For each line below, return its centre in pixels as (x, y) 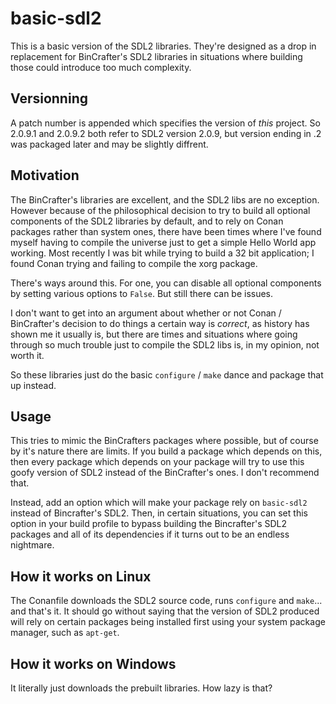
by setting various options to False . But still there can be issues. (142, 293)
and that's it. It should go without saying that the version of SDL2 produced (165, 611)
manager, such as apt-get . (65, 633)
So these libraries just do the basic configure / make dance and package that (167, 374)
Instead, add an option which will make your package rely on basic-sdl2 (159, 503)
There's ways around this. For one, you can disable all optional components (166, 283)
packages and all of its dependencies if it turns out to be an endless (150, 534)
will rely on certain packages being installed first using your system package (168, 622)
